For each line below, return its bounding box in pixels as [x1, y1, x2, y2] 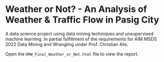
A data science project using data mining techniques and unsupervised [5, 30, 154, 36]
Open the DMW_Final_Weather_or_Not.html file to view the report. [5, 51, 139, 57]
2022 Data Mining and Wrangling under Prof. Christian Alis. [5, 41, 129, 47]
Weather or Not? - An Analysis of [5, 3, 147, 15]
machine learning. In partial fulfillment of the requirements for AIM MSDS [5, 36, 157, 42]
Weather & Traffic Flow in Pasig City [5, 14, 159, 25]
